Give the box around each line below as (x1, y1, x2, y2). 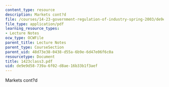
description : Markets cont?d (5, 12, 66, 17)
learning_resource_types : (5, 26, 59, 31)
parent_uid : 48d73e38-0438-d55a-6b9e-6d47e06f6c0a (5, 49, 114, 54)
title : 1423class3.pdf (5, 59, 53, 64)
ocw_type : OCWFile (5, 36, 44, 41)
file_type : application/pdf (5, 21, 64, 27)
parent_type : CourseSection (5, 45, 64, 50)
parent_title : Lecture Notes (5, 40, 66, 45)
